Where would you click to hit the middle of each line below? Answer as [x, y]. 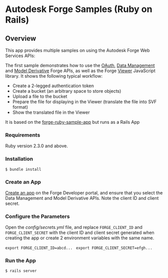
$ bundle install [23, 169]
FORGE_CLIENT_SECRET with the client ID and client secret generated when [80, 233]
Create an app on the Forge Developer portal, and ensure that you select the [84, 193]
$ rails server [21, 271]
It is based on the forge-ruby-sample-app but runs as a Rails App [72, 122]
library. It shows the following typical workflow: [54, 76]
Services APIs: [20, 56]
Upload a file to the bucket [40, 96]
